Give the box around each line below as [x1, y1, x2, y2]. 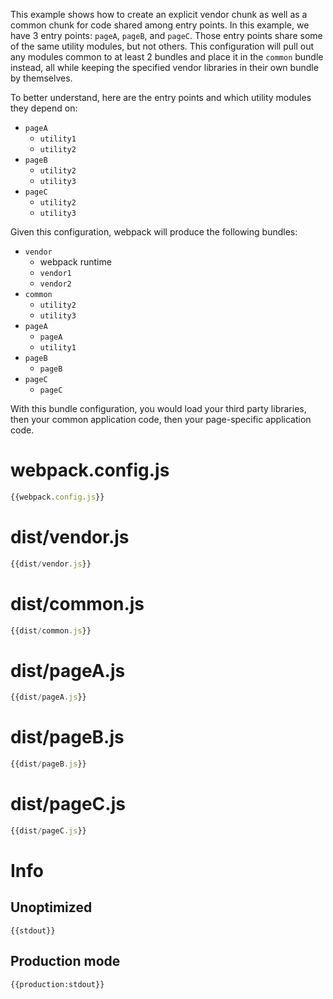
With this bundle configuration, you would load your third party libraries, [10, 403, 307, 414]
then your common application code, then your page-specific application [10, 414, 312, 425]
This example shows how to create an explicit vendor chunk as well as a [10, 9, 308, 20]
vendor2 [39, 279, 72, 289]
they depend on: [10, 102, 78, 114]
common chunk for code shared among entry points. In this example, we [10, 19, 310, 31]
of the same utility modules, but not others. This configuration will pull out [10, 40, 315, 52]
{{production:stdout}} [10, 979, 105, 989]
